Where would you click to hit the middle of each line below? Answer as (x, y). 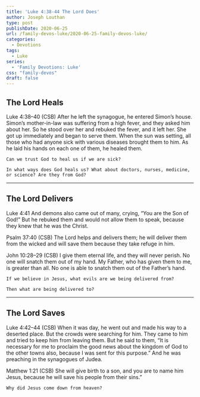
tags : (13, 51)
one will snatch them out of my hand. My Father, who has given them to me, (99, 261)
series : (16, 61)
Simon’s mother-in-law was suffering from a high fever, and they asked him (98, 123)
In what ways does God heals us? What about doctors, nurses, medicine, (98, 170)
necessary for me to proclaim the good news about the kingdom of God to (97, 346)
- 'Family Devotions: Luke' (46, 67)
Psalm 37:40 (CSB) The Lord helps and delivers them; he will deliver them (96, 237)
